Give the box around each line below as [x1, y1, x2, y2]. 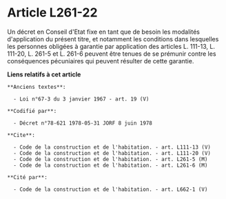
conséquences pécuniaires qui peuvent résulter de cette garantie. [7, 56, 194, 65]
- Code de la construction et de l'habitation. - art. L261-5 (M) [13, 156, 208, 163]
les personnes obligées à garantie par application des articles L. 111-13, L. [7, 42, 216, 50]
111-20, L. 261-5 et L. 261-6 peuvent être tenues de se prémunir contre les [7, 50, 216, 58]
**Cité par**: [7, 174, 48, 180]
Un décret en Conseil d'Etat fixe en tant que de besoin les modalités [7, 28, 200, 36]
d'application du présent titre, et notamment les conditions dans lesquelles [7, 34, 219, 43]
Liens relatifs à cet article [7, 70, 81, 78]
